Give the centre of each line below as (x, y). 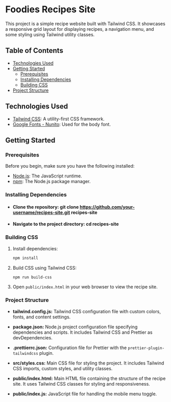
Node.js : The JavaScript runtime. (47, 176)
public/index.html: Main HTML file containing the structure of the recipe (89, 378)
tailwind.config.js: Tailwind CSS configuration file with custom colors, (87, 311)
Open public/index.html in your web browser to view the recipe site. (85, 287)
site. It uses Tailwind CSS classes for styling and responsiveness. (81, 384)
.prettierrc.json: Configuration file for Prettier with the (70, 348)
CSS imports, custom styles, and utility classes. (63, 368)
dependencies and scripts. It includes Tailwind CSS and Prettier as (82, 332)
